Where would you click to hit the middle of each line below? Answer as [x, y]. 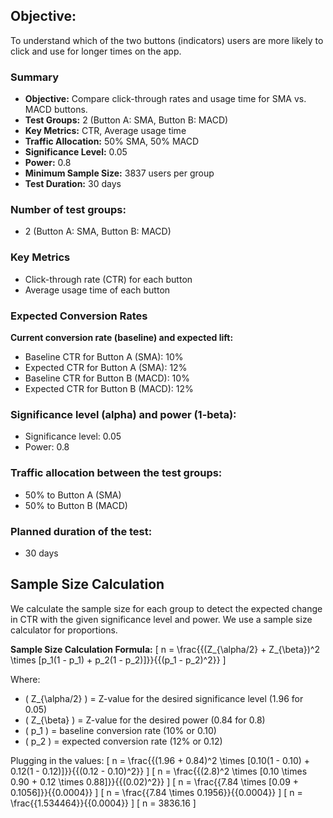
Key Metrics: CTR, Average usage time [105, 131]
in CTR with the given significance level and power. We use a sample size [161, 619]
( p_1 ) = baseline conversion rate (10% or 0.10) [120, 730]
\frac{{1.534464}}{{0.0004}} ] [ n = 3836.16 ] [103, 803]
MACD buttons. [56, 110]
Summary [35, 77]
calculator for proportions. [64, 630]
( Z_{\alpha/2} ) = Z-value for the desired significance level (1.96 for [164, 698]
